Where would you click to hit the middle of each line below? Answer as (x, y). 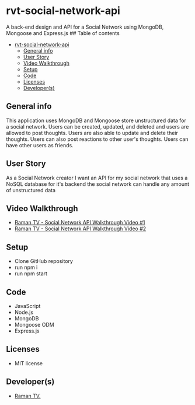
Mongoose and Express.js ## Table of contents (63, 33)
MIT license (28, 363)
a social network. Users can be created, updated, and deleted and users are (97, 126)
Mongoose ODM (34, 325)
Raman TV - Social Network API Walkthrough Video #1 (80, 223)
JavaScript (27, 306)
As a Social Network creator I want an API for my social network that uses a (97, 178)
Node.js (24, 312)
